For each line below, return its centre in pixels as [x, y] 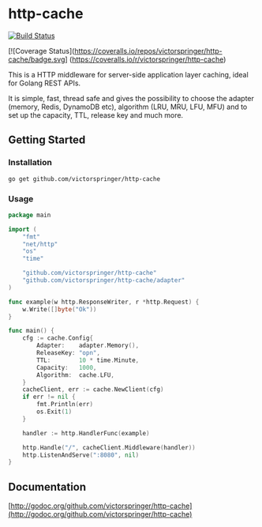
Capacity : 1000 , [67, 367]
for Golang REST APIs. [45, 83]
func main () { [32, 331]
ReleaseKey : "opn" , [69, 353]
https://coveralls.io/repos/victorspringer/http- [148, 51]
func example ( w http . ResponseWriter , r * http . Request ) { [104, 302]
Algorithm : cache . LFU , [75, 375]
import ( [22, 229]
